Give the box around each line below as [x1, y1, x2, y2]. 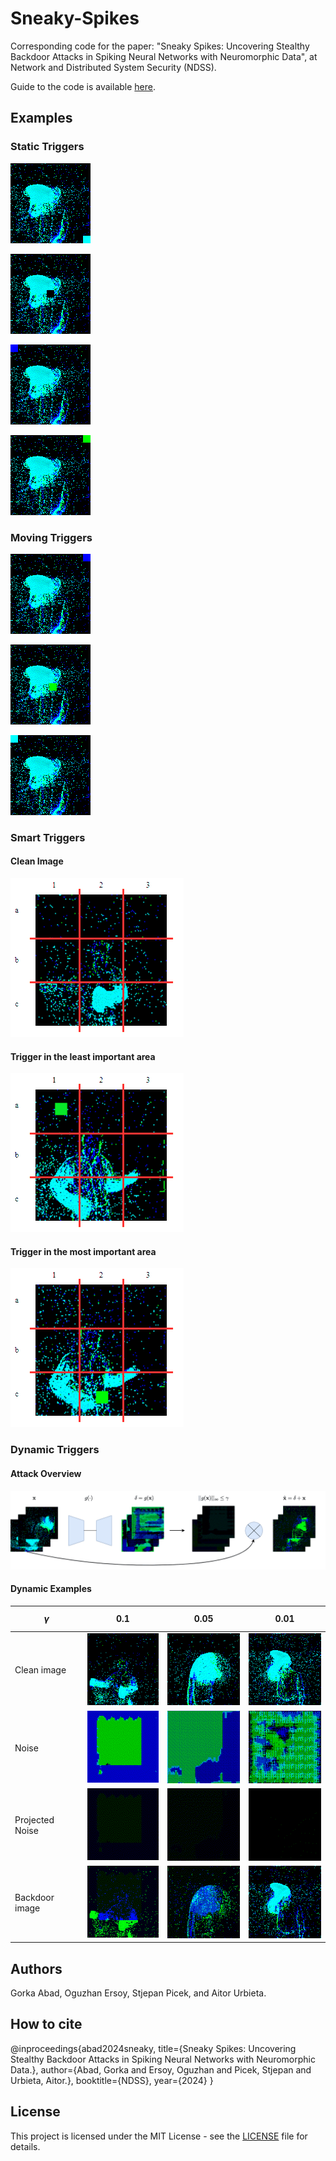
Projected [14, 1814, 55, 1826]
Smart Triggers [10, 830, 86, 844]
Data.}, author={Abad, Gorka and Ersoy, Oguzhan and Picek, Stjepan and [10, 2063, 312, 2076]
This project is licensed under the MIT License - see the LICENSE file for [10, 2130, 308, 2142]
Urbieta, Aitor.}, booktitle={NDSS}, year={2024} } [10, 2074, 214, 2086]
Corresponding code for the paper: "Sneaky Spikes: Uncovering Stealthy [10, 40, 310, 52]
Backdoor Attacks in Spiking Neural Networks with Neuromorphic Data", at [10, 50, 318, 62]
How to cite [10, 2016, 83, 2033]
